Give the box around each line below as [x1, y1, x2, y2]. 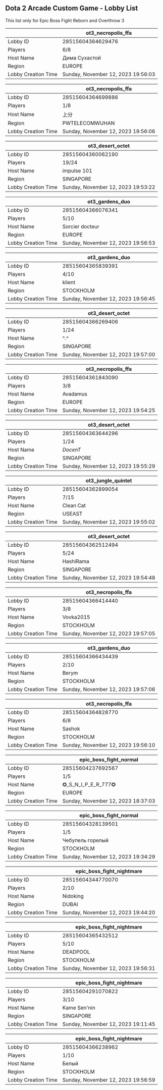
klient [62, 278, 76, 285]
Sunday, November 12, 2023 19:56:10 [62, 741, 155, 749]
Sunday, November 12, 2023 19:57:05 [62, 630, 155, 637]
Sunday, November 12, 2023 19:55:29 [62, 463, 155, 470]
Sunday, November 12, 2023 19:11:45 [62, 1020, 155, 1027]
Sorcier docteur [62, 223, 99, 230]
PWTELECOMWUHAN [62, 120, 115, 127]
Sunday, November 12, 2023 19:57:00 [62, 351, 155, 358]
